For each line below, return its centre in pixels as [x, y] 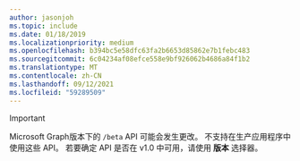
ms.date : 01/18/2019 [48, 34]
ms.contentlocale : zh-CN [56, 76]
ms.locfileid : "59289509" [57, 92]
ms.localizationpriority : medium [72, 42]
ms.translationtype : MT [54, 68]
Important [27, 118]
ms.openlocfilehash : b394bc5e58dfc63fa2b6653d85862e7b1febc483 [130, 51]
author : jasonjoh [42, 17]
